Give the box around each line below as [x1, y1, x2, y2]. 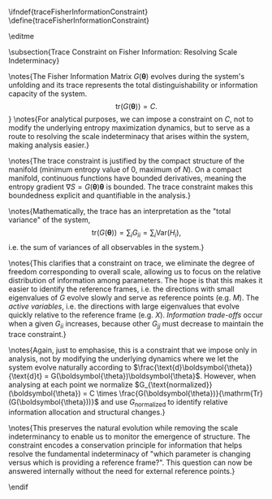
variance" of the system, [8, 215, 91, 225]
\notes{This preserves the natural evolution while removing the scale [8, 423, 239, 433]
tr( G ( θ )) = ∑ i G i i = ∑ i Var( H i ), [92, 228, 181, 239]
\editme [8, 32, 35, 41]
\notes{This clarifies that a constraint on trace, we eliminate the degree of [8, 258, 255, 268]
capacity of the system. [8, 89, 88, 98]
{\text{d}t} [8, 370, 43, 381]
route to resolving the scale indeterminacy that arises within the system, [8, 132, 249, 141]
